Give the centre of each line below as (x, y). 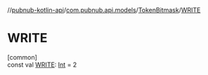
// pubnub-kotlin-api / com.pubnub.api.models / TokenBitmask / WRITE (104, 10)
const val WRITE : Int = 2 (42, 65)
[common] (22, 57)
